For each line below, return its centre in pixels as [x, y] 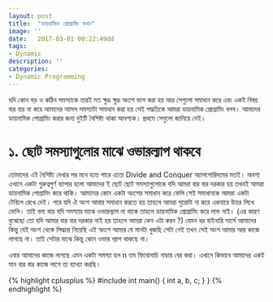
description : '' [36, 62]
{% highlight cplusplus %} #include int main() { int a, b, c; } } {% [115, 280]
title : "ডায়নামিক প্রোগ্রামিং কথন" [52, 24]
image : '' [25, 31]
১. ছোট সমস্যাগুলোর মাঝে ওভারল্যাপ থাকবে [104, 151]
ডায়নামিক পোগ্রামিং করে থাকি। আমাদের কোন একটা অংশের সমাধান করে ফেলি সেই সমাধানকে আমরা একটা [129, 193]
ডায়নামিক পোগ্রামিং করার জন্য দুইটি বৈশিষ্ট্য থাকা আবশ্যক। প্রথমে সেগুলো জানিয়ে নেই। [107, 118]
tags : [17, 46]
